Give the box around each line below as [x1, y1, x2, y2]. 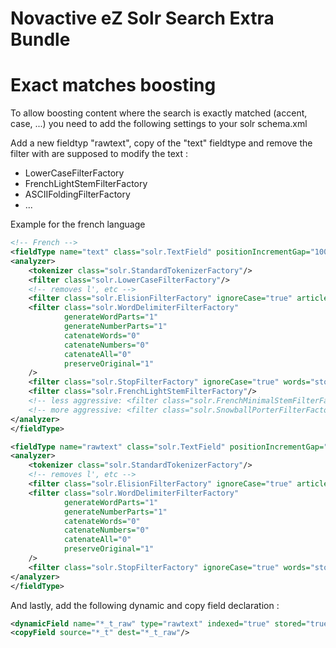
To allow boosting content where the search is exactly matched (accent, [10, 107, 308, 119]
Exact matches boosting [10, 74, 217, 97]
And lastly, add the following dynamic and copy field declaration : [10, 599, 280, 611]
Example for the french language [10, 218, 146, 231]
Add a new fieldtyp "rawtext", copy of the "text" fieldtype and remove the [10, 137, 313, 149]
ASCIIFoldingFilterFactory [24, 188, 131, 201]
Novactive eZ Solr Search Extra [10, 7, 275, 30]
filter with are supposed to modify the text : [10, 148, 188, 160]
